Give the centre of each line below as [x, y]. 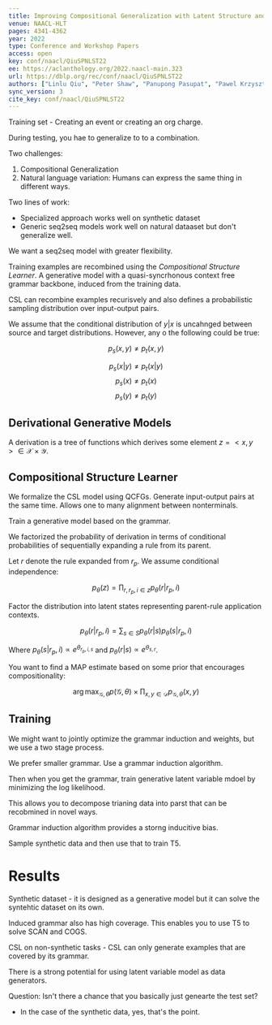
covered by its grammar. [49, 956]
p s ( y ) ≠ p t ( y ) [136, 396]
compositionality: [37, 676]
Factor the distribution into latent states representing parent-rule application [135, 606]
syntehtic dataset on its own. [56, 907]
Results [34, 876]
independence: [34, 571]
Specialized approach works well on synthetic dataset [110, 218]
